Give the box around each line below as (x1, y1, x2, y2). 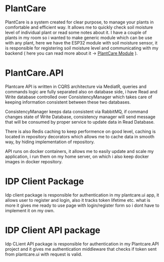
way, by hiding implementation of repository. (5, 139, 95, 145)
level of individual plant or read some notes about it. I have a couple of (5, 29, 147, 35)
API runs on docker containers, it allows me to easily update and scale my (5, 148, 154, 154)
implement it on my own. (5, 207, 55, 213)
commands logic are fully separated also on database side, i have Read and (5, 88, 158, 94)
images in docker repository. (5, 158, 63, 164)
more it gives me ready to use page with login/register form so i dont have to (5, 202, 160, 208)
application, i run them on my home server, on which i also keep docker (5, 153, 149, 159)
